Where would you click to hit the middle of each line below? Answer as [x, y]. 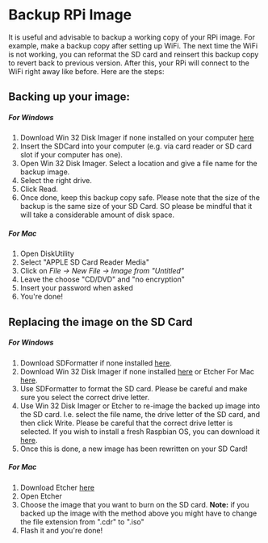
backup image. [45, 172]
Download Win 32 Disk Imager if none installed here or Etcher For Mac [137, 371]
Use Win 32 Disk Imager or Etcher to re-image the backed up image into [140, 406]
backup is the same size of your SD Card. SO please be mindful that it [136, 207]
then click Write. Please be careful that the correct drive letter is [126, 423]
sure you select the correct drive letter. [85, 397]
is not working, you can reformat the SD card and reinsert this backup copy [134, 54]
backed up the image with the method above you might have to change [138, 513]
